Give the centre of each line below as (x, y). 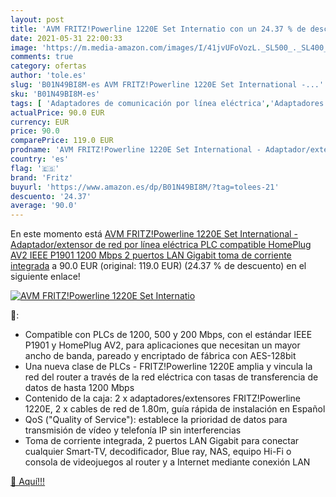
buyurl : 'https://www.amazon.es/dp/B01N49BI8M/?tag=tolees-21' (145, 187)
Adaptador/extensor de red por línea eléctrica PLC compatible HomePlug (161, 245)
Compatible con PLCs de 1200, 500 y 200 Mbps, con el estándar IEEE (168, 335)
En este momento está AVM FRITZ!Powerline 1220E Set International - (154, 234)
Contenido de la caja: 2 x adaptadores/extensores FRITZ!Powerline (162, 398)
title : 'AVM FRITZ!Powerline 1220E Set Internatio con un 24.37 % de (158, 29)
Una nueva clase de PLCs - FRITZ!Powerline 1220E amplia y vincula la (168, 367)
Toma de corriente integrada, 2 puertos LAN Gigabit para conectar (162, 441)
